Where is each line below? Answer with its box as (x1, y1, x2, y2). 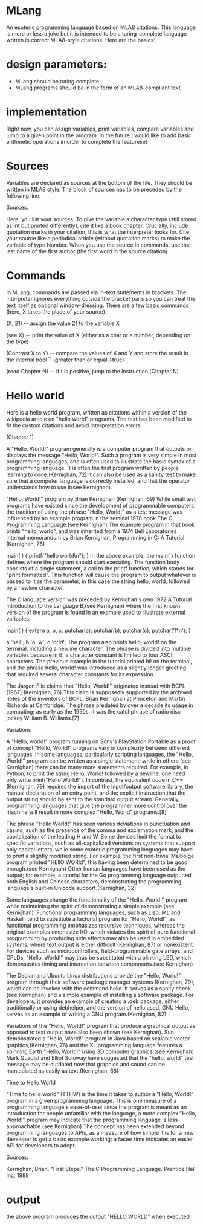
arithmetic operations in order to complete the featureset (6, 138, 148, 145)
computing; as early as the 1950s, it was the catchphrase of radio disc (6, 708, 181, 715)
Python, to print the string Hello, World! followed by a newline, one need (6, 770, 185, 777)
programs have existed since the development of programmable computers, (6, 502, 196, 509)
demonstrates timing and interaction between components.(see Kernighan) (6, 960, 193, 967)
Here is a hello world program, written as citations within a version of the (6, 408, 187, 416)
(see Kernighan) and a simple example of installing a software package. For (6, 991, 194, 998)
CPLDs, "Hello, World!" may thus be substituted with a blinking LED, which (6, 953, 192, 961)
